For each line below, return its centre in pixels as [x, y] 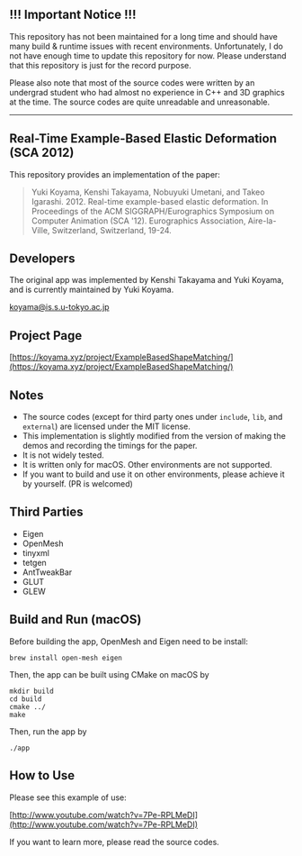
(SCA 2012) [42, 153]
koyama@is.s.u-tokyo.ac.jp [59, 307]
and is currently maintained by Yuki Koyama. [92, 290]
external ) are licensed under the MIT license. [107, 426]
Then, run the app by [48, 731]
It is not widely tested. [63, 455]
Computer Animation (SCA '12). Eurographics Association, [138, 221]
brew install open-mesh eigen [66, 658]
